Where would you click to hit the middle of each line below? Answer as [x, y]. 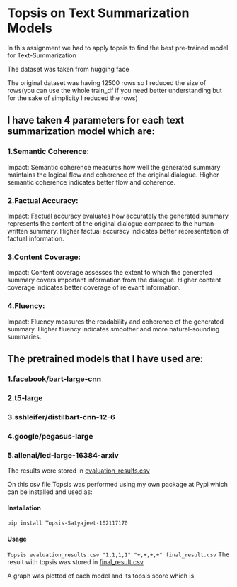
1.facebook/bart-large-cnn [54, 379]
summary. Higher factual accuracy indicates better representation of [129, 231]
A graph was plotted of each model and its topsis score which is [101, 576]
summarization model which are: [81, 132]
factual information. [36, 238]
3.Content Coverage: [44, 257]
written [18, 231]
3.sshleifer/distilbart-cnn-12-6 [61, 417]
